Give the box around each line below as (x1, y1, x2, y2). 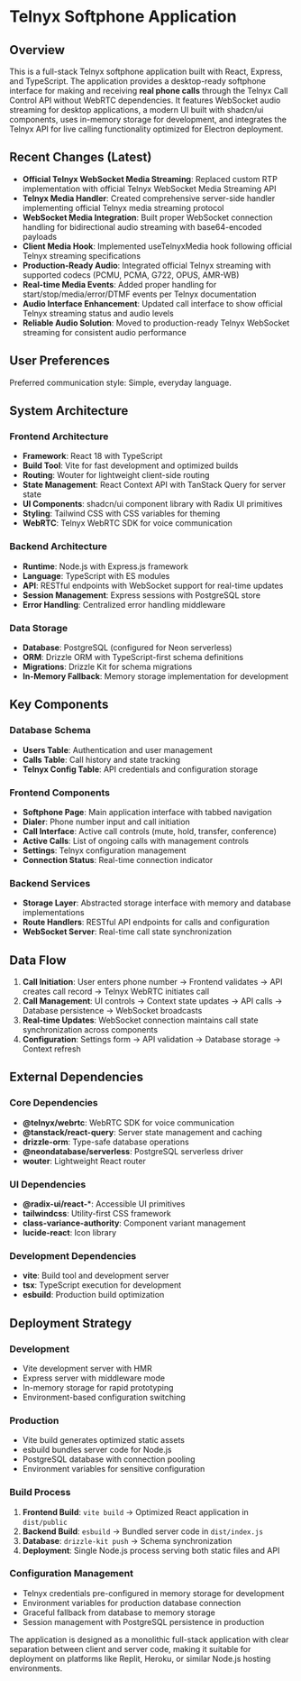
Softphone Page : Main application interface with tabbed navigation (22, 806, 272, 817)
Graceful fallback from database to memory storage (22, 1607, 216, 1618)
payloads (22, 231, 57, 242)
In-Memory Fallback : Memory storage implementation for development (22, 670, 289, 682)
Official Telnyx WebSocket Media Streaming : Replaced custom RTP (22, 173, 278, 184)
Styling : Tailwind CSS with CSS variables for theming (22, 508, 221, 519)
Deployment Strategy (9, 1315, 132, 1331)
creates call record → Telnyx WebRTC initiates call (22, 986, 210, 997)
